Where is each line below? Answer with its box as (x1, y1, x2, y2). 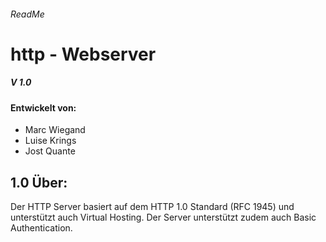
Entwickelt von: (10, 101, 77, 114)
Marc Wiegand (24, 124, 86, 136)
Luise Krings (24, 135, 77, 147)
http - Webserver (10, 43, 157, 65)
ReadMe (10, 8, 45, 20)
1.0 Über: (10, 174, 68, 191)
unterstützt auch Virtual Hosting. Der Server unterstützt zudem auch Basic (10, 211, 317, 224)
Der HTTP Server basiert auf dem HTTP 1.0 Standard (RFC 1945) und (10, 201, 295, 213)
